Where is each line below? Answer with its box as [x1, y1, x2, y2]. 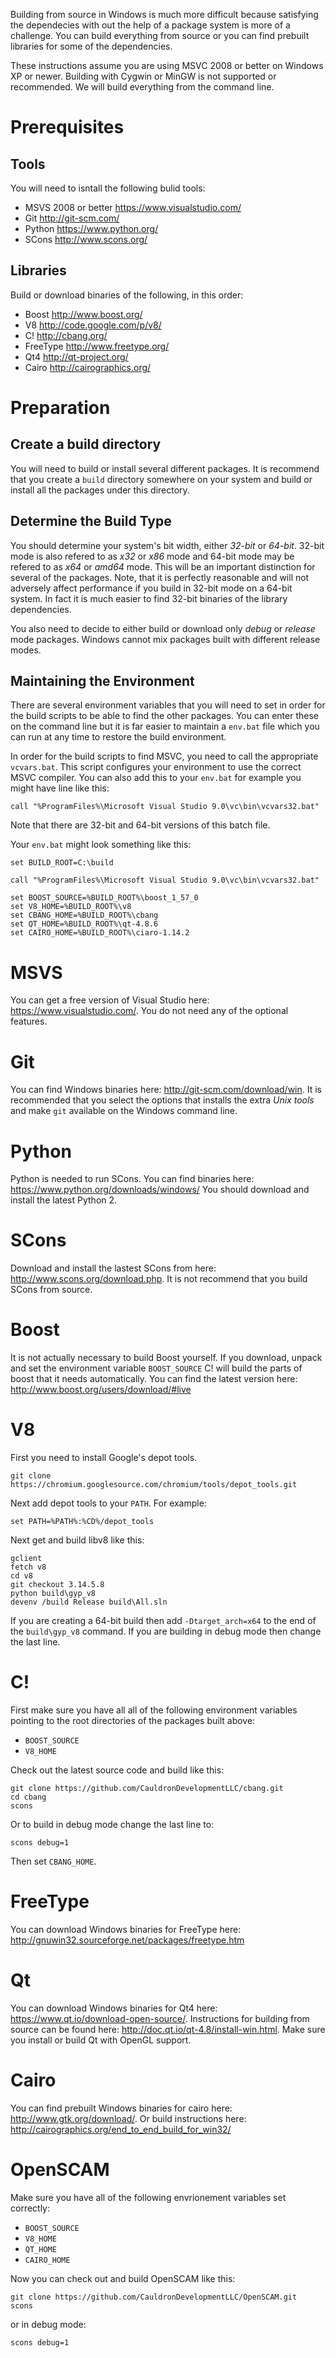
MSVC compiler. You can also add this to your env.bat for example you [10, 772, 302, 784]
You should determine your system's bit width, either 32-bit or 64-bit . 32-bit [10, 539, 325, 551]
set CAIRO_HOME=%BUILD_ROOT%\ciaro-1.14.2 [10, 928, 190, 938]
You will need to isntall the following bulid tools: [10, 182, 206, 194]
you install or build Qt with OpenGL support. [10, 2034, 192, 2046]
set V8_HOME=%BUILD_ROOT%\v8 [10, 902, 132, 912]
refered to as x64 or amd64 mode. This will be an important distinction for [10, 560, 316, 573]
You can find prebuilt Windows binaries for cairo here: [10, 2102, 233, 2114]
